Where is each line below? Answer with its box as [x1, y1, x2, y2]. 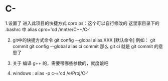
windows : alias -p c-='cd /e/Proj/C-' [12, 70, 89, 76]
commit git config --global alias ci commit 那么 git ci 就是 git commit [12, 43, 153, 49]
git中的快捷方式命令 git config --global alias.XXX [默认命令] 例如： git [12, 37, 155, 43]
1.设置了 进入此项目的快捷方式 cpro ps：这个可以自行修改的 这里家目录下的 [5, 20, 159, 26]
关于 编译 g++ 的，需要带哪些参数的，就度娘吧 [12, 60, 109, 66]
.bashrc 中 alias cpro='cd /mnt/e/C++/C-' [5, 26, 91, 32]
